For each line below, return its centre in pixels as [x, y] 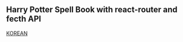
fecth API [24, 19]
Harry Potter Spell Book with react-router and [92, 10]
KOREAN [17, 33]
